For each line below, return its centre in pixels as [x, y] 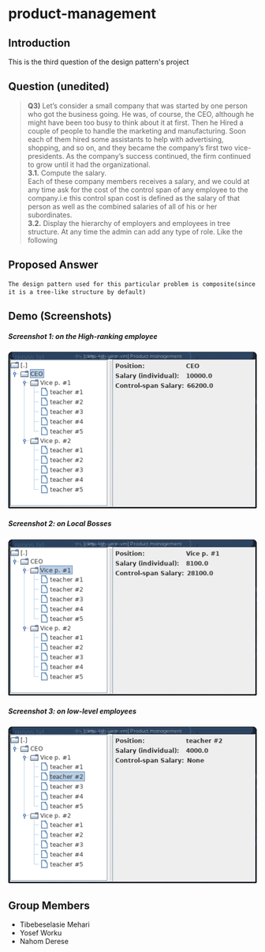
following [42, 240]
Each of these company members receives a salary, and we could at [138, 181]
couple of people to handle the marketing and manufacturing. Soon [137, 130]
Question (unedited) [59, 87]
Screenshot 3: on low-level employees [72, 711]
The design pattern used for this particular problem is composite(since [132, 284]
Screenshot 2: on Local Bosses [60, 524]
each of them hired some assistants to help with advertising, [125, 139]
